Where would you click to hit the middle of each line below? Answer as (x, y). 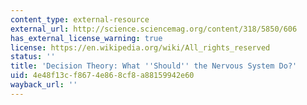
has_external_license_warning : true (86, 38)
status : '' (33, 57)
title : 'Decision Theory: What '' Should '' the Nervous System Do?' (154, 66)
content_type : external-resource (80, 19)
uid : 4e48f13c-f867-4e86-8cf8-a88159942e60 (102, 76)
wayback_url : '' (44, 85)
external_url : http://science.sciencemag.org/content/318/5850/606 (154, 29)
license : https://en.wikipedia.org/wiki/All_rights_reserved (140, 47)
